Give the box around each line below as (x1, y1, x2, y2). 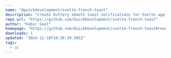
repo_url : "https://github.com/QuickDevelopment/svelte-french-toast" (5, 17, 158, 22)
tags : (5, 40, 17, 45)
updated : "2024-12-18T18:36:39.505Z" (5, 36, 85, 41)
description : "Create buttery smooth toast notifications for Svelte (5, 12, 156, 17)
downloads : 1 (5, 31, 33, 36)
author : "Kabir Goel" (5, 21, 51, 27)
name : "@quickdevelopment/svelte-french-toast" (5, 7, 108, 13)
